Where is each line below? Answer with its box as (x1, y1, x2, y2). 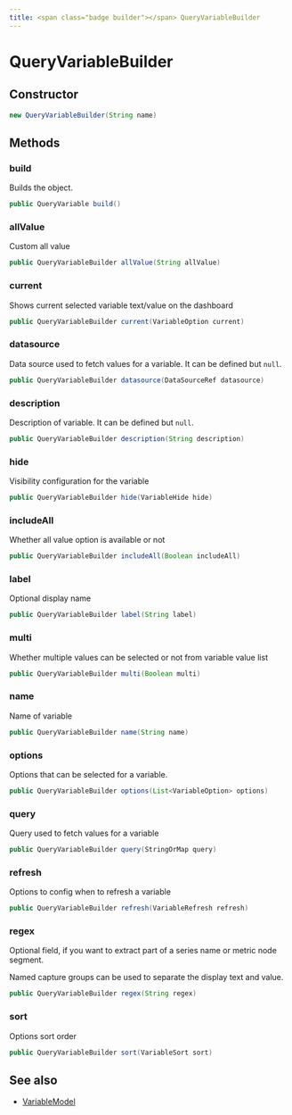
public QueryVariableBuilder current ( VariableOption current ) (9, 317, 245, 326)
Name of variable (9, 711, 73, 721)
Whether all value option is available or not (9, 535, 166, 545)
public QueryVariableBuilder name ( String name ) (9, 728, 190, 736)
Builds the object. (9, 182, 74, 193)
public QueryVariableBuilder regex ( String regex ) (9, 989, 198, 998)
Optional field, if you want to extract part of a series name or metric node (9, 945, 278, 956)
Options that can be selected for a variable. (9, 769, 168, 779)
